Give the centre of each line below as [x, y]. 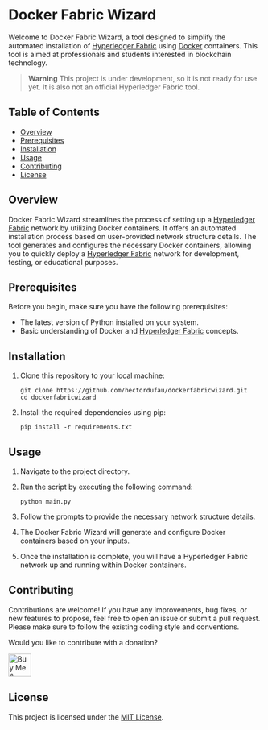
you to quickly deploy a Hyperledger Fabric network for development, [124, 253]
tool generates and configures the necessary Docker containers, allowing [130, 245]
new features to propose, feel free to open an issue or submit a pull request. [134, 618]
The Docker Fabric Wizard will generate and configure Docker [123, 532]
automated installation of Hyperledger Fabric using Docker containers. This [133, 45]
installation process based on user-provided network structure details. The [132, 236]
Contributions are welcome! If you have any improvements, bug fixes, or [128, 609]
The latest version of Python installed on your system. [109, 322]
